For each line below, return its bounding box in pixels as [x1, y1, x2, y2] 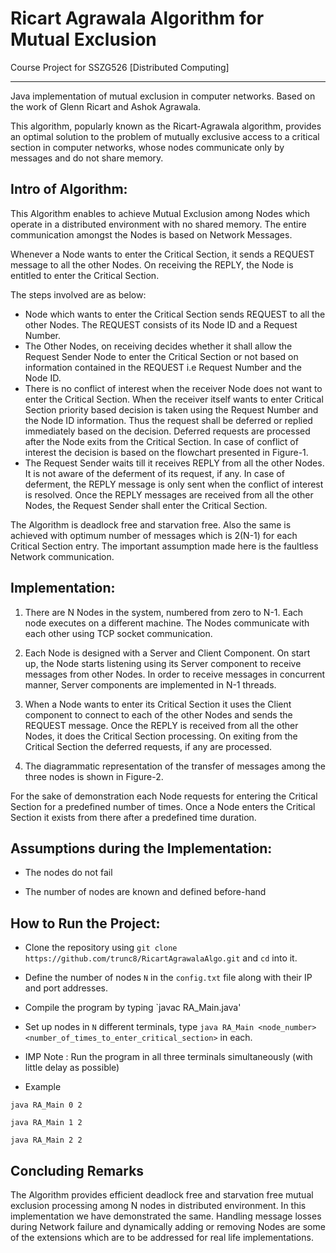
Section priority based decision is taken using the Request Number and [24, 403, 319, 416]
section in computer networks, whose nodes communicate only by [10, 141, 285, 153]
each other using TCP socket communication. [24, 627, 213, 639]
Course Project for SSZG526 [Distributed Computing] [10, 61, 230, 73]
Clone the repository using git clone [24, 942, 178, 954]
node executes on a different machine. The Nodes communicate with [24, 617, 310, 629]
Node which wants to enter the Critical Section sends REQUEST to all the [24, 308, 326, 320]
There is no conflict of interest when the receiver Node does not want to [24, 382, 323, 394]
